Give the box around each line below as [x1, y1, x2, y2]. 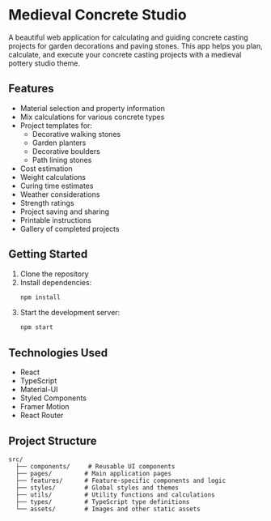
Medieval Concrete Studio [8, 6, 188, 24]
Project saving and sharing [19, 207, 110, 216]
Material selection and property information [19, 103, 166, 113]
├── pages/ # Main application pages [15, 469, 172, 477]
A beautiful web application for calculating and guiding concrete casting [8, 32, 248, 42]
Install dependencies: [19, 277, 92, 287]
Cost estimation [19, 164, 73, 173]
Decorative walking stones [32, 129, 121, 139]
